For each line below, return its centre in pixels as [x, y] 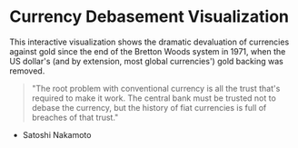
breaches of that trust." [75, 117]
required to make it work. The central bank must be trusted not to [154, 98]
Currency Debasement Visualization [149, 17]
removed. [27, 71]
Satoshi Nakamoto [57, 134]
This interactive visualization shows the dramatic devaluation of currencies [149, 42]
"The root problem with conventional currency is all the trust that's [156, 88]
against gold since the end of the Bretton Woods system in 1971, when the [148, 51]
